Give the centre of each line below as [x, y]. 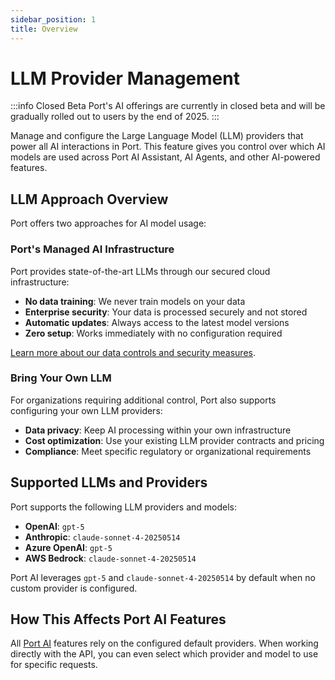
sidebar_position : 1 [53, 19]
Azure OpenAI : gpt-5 [68, 547]
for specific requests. [54, 665]
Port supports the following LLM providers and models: [124, 507]
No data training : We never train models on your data [135, 301]
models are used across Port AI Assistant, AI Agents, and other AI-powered [165, 157]
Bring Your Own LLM [61, 378]
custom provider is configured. [74, 588]
